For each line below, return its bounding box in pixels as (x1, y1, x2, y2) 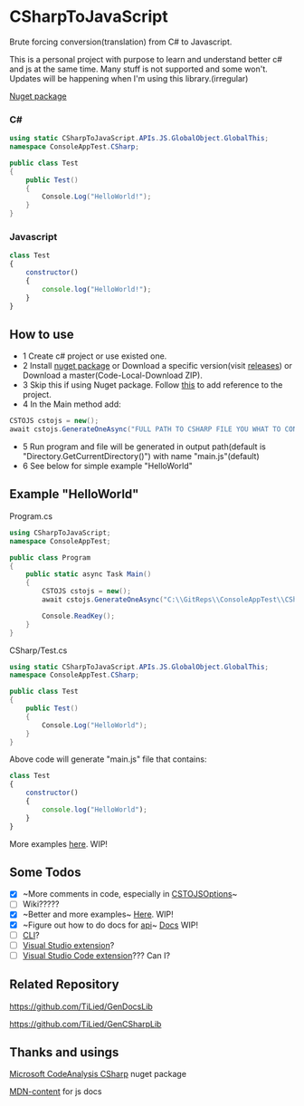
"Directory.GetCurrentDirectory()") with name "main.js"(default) (22, 451, 260, 462)
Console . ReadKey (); (42, 611, 116, 620)
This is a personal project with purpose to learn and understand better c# (9, 53, 283, 64)
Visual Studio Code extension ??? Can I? (22, 949, 170, 961)
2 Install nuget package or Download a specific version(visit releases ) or (22, 361, 292, 371)
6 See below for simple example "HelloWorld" (22, 460, 193, 472)
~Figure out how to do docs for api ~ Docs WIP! (22, 919, 199, 930)
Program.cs (9, 510, 52, 522)
